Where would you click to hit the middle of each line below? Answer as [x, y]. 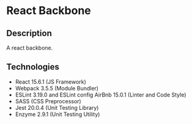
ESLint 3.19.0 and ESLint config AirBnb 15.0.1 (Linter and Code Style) [101, 95]
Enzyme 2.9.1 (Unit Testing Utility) [57, 114]
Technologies [33, 67]
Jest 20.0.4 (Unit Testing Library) [57, 108]
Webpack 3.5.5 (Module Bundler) [57, 88]
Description [29, 33]
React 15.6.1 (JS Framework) [51, 82]
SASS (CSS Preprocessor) [48, 101]
